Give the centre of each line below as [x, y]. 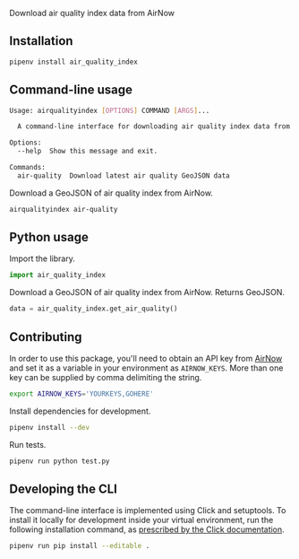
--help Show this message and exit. [88, 152]
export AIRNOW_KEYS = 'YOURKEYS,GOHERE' [81, 394]
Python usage [49, 237]
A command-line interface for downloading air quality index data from [154, 127]
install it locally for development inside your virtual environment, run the [141, 520]
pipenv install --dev [50, 427]
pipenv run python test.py [60, 461]
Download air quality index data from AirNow [92, 13]
